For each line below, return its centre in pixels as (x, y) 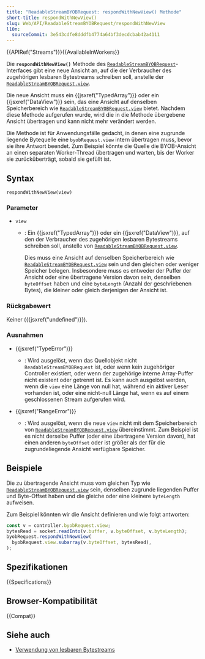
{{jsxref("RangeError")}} (46, 411)
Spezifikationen (37, 567)
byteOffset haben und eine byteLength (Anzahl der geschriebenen (108, 284)
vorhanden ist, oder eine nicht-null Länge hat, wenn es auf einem (106, 392)
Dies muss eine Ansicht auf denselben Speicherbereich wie (99, 258)
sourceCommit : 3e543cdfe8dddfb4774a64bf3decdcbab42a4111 (86, 35)
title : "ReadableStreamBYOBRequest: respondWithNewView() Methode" (94, 12)
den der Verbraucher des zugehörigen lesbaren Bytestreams (101, 240)
